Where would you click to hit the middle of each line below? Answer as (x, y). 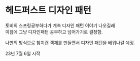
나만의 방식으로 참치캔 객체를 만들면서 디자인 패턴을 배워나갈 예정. (70, 42)
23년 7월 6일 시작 (23, 53)
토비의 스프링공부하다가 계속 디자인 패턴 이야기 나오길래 (60, 25)
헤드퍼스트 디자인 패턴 (48, 10)
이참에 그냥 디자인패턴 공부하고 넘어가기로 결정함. (54, 32)
